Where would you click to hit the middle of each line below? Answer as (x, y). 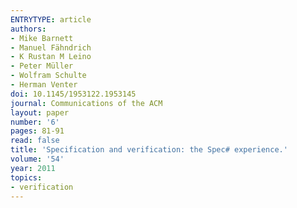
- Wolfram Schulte (48, 76)
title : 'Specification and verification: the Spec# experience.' (149, 150)
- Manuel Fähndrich (51, 47)
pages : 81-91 (37, 131)
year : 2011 (33, 168)
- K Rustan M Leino (51, 57)
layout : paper (40, 112)
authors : (28, 29)
